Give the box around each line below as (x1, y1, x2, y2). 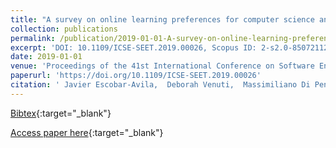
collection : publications (10, 24, 118, 34)
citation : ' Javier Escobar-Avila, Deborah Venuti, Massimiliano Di (10, 80, 311, 90)
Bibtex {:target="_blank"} (10, 107, 112, 119)
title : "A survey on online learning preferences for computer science (10, 14, 315, 25)
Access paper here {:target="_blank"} (10, 126, 164, 138)
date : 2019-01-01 (10, 52, 83, 62)
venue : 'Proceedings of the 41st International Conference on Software (10, 61, 315, 71)
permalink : (10, 33, 56, 43)
